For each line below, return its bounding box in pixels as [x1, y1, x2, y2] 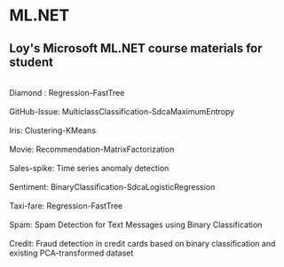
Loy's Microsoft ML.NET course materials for [9, 41, 264, 56]
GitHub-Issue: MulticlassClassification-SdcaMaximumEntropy [9, 106, 235, 116]
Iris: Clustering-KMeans [9, 125, 96, 136]
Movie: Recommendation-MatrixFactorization [9, 144, 175, 154]
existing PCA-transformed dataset [9, 247, 134, 258]
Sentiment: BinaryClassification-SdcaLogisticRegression [9, 182, 216, 192]
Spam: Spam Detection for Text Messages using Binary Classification [9, 219, 263, 230]
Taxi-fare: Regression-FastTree [9, 200, 123, 211]
